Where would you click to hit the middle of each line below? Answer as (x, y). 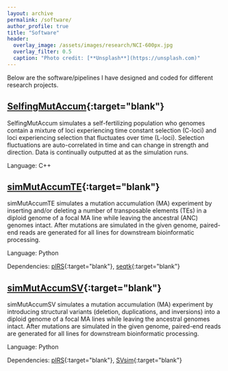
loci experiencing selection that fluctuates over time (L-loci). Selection (106, 137)
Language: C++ (29, 165)
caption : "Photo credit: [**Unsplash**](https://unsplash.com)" (107, 58)
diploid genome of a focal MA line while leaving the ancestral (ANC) (103, 218)
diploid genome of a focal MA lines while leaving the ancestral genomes (109, 319)
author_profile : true (38, 26)
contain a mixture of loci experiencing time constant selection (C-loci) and (112, 130)
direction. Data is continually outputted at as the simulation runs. (98, 152)
